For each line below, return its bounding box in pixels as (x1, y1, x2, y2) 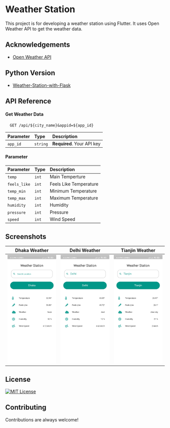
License (5, 375, 31, 384)
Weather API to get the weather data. (5, 25, 82, 31)
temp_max (7, 196, 26, 201)
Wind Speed (50, 216, 75, 222)
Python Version (5, 69, 56, 77)
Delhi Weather (69, 247, 101, 253)
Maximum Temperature (50, 195, 99, 201)
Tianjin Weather (120, 247, 156, 253)
